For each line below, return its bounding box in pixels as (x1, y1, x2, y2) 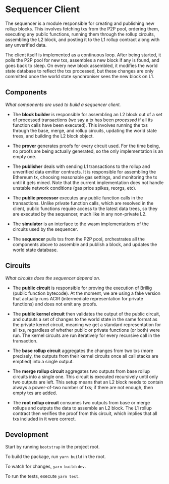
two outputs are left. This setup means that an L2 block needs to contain (12, 379, 163, 385)
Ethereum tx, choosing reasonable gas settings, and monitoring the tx (12, 174, 157, 180)
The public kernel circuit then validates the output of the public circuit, (12, 310, 160, 317)
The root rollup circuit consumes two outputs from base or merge (12, 399, 150, 405)
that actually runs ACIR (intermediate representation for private (12, 295, 144, 301)
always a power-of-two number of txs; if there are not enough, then (12, 384, 153, 390)
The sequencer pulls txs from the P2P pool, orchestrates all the (12, 236, 145, 242)
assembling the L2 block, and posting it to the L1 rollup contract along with (5, 37, 160, 43)
